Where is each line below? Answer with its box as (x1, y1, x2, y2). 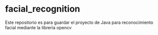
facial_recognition (5, 3, 80, 15)
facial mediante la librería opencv (5, 24, 72, 30)
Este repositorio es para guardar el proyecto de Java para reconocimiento (5, 19, 154, 25)
